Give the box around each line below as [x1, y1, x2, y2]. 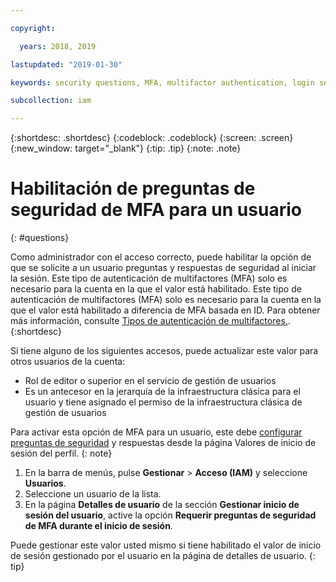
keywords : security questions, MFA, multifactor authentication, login [10, 77, 315, 88]
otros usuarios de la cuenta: [10, 356, 126, 368]
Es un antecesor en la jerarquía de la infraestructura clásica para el [24, 386, 301, 398]
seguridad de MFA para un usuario [10, 199, 302, 221]
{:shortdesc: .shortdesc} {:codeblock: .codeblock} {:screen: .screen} [10, 132, 294, 144]
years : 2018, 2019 [19, 41, 97, 51]
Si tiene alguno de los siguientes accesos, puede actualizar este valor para [10, 345, 319, 357]
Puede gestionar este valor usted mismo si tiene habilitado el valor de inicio [10, 539, 322, 551]
